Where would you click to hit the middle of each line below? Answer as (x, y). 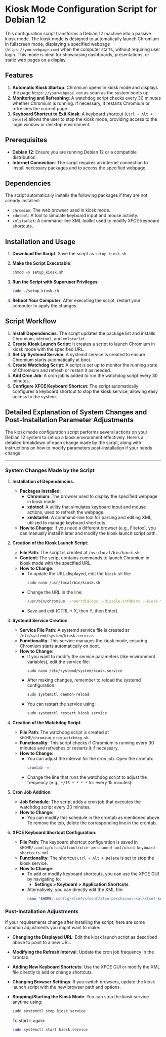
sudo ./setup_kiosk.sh (36, 291)
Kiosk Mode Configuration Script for (81, 9)
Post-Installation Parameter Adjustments (69, 420)
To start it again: (29, 1021)
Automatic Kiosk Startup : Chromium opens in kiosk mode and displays (85, 87)
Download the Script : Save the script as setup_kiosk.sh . (70, 254)
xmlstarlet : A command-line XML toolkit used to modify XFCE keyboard (86, 221)
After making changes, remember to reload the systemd (84, 680)
